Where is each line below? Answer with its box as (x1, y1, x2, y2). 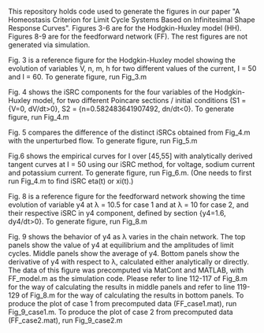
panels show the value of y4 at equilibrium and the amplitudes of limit (8, 240, 234, 250)
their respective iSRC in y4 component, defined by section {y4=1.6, (8, 209, 226, 217)
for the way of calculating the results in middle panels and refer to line (8, 283, 236, 291)
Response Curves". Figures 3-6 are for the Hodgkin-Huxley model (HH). (8, 24, 242, 32)
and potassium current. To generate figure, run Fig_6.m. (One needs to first (8, 168, 252, 177)
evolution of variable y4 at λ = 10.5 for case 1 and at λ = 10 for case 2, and (8, 200, 249, 209)
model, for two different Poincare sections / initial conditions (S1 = (32, 96, 247, 105)
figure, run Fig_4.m (8, 113, 69, 121)
